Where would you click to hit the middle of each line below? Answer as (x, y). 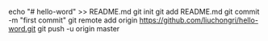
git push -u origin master (79, 29)
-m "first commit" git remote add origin (73, 20)
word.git (22, 29)
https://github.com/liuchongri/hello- (199, 20)
